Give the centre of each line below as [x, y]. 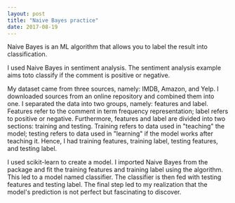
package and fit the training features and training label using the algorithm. [115, 170]
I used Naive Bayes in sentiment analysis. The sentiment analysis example [114, 68]
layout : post [26, 14]
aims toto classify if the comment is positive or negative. [89, 75]
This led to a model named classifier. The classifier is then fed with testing [114, 177]
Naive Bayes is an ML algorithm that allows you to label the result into [108, 47]
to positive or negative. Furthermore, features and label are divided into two [116, 119]
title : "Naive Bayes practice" [53, 20]
